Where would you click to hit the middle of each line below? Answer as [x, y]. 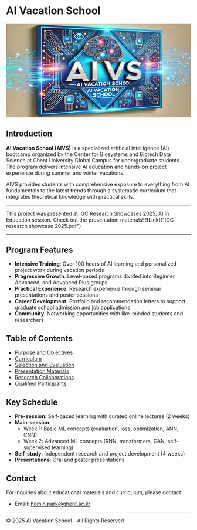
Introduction [29, 134]
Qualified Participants [40, 384]
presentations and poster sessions [56, 295]
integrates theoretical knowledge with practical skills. [70, 196]
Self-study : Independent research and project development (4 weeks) [100, 454]
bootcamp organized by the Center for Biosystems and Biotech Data [89, 154]
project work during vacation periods [59, 270]
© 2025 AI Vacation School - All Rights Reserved [65, 521]
